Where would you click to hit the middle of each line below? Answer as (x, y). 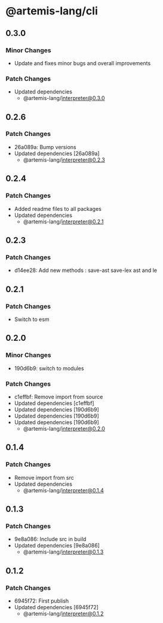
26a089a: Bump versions (45, 147)
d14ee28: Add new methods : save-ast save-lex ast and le (86, 270)
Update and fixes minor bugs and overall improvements (82, 63)
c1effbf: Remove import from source (59, 397)
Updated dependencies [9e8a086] (57, 546)
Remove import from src (44, 477)
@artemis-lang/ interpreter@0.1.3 (63, 552)
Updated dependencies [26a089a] (57, 153)
